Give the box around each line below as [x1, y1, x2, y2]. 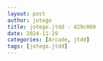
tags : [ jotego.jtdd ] [7, 43, 68, 50]
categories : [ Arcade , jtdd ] [7, 36, 90, 43]
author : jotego [7, 17, 52, 24]
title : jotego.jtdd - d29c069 [7, 23, 97, 30]
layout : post [7, 10, 46, 18]
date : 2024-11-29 [7, 29, 59, 37]
